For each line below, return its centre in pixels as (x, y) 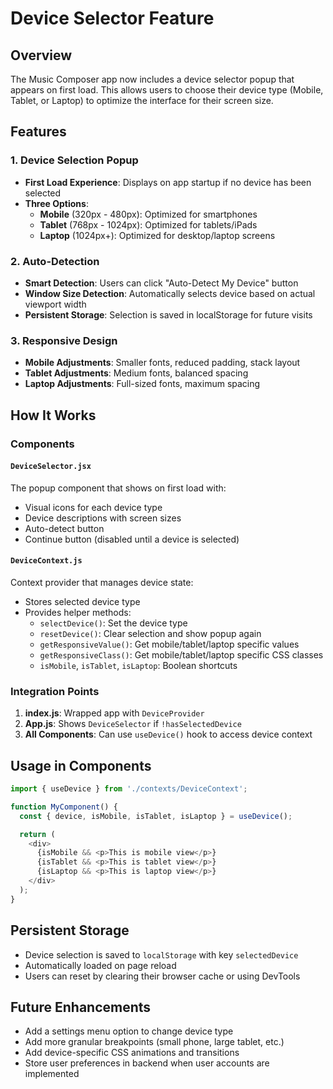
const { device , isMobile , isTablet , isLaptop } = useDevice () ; (156, 816)
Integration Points (55, 691)
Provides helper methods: (78, 612)
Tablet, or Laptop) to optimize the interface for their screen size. (142, 100)
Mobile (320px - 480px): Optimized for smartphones (148, 214)
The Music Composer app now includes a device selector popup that (152, 79)
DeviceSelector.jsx (51, 467)
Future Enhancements (81, 1007)
